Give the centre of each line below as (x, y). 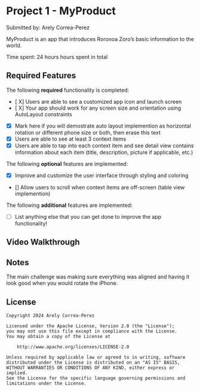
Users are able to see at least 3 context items (70, 139)
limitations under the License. (46, 384)
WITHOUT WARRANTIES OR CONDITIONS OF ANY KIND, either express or (90, 368)
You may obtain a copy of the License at (59, 337)
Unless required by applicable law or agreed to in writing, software (96, 358)
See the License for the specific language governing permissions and (96, 378)
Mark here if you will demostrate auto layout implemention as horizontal (103, 126)
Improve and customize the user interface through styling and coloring (101, 175)
